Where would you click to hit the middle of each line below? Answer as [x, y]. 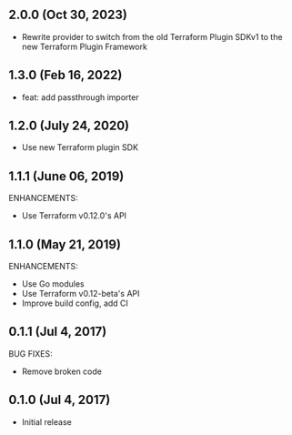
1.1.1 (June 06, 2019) [66, 176]
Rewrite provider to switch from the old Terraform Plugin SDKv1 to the [152, 36]
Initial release [46, 421]
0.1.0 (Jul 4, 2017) [60, 400]
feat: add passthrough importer [80, 97]
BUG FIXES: [30, 353]
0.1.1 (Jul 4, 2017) [58, 332]
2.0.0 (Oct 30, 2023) [68, 15]
